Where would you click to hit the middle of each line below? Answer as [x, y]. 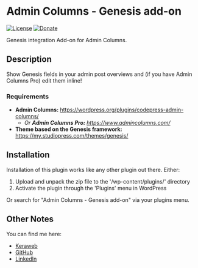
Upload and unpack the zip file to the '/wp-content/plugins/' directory [103, 181]
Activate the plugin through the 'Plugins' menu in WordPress [91, 188]
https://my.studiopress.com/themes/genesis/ [72, 136]
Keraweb [26, 245]
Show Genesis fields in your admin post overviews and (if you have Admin [99, 74]
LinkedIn [26, 259]
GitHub [24, 252]
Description [29, 59]
